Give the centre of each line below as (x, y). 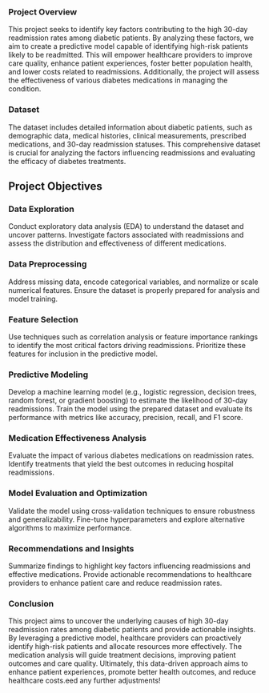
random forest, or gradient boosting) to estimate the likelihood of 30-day (128, 401)
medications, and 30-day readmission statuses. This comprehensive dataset (134, 144)
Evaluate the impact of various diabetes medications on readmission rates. (131, 455)
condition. (25, 89)
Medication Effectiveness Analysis (77, 439)
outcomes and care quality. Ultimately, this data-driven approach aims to (128, 663)
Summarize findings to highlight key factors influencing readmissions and (129, 566)
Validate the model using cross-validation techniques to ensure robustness (132, 511)
